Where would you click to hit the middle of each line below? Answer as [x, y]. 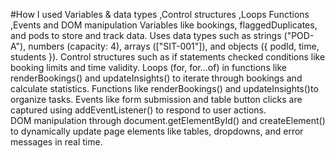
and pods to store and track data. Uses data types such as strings [146, 35]
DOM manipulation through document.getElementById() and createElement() [168, 120]
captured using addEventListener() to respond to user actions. [138, 110]
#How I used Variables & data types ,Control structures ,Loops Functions [160, 14]
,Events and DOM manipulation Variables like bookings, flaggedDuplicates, [164, 25]
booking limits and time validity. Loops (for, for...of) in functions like [149, 67]
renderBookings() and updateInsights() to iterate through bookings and [156, 78]
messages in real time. [56, 142]
